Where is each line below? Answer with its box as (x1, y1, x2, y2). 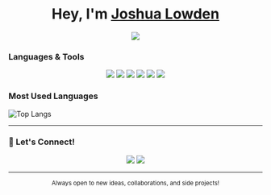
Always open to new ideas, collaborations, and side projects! (51, 179, 220, 187)
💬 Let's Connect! (8, 136, 75, 147)
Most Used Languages (8, 90, 98, 102)
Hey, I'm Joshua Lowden (51, 5, 220, 23)
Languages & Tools (8, 51, 85, 62)
